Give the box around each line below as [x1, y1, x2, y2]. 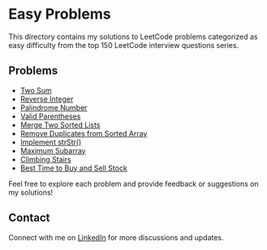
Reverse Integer [19, 94, 74, 104]
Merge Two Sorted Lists [19, 119, 101, 130]
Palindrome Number [19, 102, 88, 112]
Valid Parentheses [19, 111, 81, 121]
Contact [8, 211, 50, 225]
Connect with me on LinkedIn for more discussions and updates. [8, 232, 225, 242]
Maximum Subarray [19, 145, 87, 155]
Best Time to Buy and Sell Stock [19, 163, 127, 173]
